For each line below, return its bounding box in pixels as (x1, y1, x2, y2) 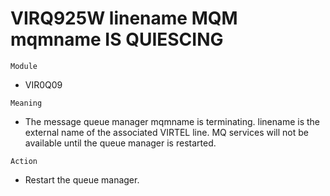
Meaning (10, 98, 43, 108)
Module (10, 61, 38, 71)
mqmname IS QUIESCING (10, 28, 224, 51)
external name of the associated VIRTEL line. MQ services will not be (24, 126, 309, 138)
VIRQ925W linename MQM (10, 7, 238, 30)
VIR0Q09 (24, 78, 63, 91)
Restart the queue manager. (24, 173, 140, 186)
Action (10, 156, 38, 166)
